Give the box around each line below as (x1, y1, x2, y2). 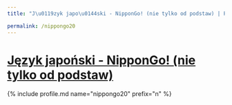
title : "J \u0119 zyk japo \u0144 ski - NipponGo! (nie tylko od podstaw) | (7, 10, 221, 17)
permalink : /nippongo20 (7, 22, 76, 30)
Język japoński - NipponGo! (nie (7, 52, 196, 68)
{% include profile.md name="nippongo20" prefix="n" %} (7, 90, 172, 98)
